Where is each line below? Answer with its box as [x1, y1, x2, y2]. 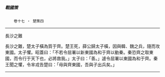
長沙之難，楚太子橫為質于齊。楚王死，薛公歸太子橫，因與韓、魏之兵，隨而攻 [5, 43, 160, 49]
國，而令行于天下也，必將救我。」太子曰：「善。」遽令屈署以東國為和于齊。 [5, 55, 154, 61]
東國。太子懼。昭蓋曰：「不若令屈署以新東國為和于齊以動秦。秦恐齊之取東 [5, 49, 154, 55]
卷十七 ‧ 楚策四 [14, 19, 44, 24]
